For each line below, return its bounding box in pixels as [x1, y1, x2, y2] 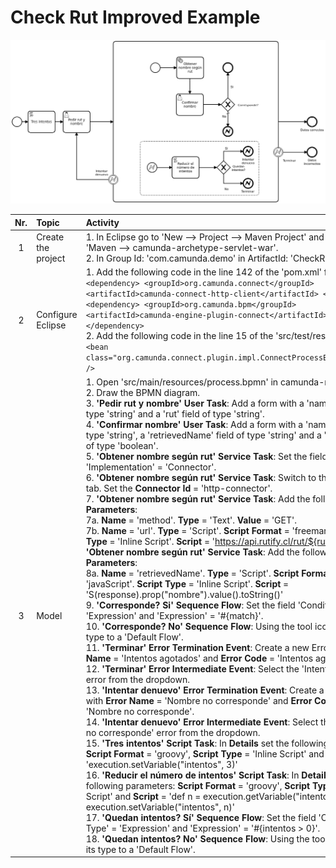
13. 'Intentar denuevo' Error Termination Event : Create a [85, 684, 325, 696]
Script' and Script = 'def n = [85, 790, 202, 802]
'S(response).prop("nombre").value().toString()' [85, 588, 284, 600]
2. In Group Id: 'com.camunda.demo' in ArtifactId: [85, 252, 288, 265]
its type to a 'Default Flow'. [85, 843, 196, 855]
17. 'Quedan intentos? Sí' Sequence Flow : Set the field [85, 811, 317, 823]
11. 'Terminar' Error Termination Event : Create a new [85, 641, 310, 653]
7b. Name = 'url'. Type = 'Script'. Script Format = [85, 524, 290, 536]
